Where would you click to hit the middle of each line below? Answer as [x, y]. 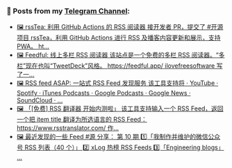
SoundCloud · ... [40, 100]
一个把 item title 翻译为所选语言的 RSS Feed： [82, 120]
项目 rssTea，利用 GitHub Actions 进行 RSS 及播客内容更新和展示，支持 [118, 38]
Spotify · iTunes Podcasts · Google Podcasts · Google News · [103, 93]
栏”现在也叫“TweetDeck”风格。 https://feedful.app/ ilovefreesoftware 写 [119, 66]
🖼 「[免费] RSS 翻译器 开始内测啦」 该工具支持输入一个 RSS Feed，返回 [120, 109]
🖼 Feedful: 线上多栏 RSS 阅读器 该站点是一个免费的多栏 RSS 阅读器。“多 [121, 55]
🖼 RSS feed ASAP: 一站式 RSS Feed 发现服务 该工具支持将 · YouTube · [117, 83]
